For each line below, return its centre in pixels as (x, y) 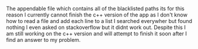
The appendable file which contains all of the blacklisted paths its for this (95, 9)
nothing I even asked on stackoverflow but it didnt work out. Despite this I (96, 27)
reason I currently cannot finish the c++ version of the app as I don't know (97, 15)
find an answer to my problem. (44, 40)
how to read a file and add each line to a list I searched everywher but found (99, 21)
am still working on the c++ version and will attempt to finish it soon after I (97, 34)
